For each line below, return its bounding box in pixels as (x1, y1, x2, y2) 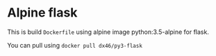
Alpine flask (7, 5, 78, 21)
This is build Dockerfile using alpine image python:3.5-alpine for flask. (7, 28, 210, 36)
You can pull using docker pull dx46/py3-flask (7, 41, 142, 49)
